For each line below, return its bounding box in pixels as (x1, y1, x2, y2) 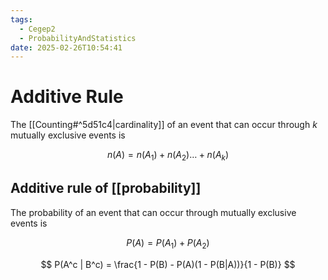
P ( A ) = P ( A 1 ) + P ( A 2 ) (126, 236, 210, 251)
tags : (10, 14, 33, 25)
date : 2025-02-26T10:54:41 (10, 42, 123, 53)
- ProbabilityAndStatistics (19, 33, 137, 43)
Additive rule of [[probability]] (10, 180, 202, 197)
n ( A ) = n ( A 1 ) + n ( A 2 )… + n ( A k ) (106, 149, 230, 163)
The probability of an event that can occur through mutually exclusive (10, 206, 297, 218)
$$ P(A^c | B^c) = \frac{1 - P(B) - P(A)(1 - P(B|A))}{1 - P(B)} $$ (40, 258, 296, 270)
